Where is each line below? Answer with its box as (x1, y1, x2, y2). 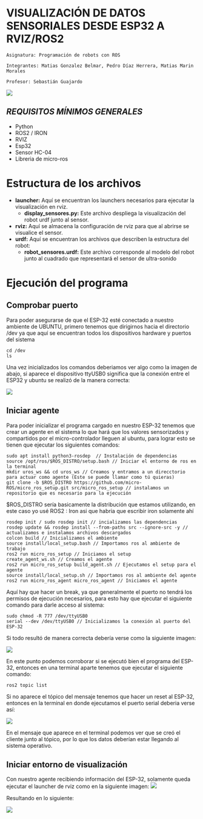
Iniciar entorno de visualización (6, 759, 128, 770)
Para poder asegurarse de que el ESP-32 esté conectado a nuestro (6, 316, 174, 324)
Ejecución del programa (6, 276, 128, 290)
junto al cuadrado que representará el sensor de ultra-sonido (24, 254, 177, 262)
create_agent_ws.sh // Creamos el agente (6, 556, 113, 562)
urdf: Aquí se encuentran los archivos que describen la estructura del (15, 235, 190, 243)
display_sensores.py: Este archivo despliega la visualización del (24, 209, 186, 217)
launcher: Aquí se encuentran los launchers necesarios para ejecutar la (15, 197, 195, 204)
